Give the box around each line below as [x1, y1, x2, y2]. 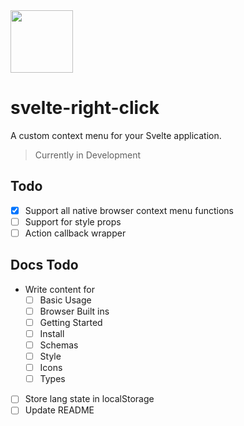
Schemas [39, 339, 79, 351]
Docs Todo [10, 257, 79, 274]
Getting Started [39, 316, 103, 328]
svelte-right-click [10, 97, 160, 119]
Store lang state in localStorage [24, 393, 155, 405]
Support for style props [24, 215, 122, 228]
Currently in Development [34, 149, 142, 161]
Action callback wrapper [24, 227, 127, 239]
